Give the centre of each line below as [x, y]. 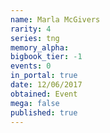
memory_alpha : [40, 47]
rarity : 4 [31, 29]
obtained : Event [44, 94]
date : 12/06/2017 [46, 85]
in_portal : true [44, 76]
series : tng [35, 38]
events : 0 [31, 66]
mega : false [35, 103]
